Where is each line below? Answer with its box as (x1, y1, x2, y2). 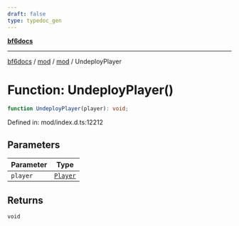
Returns (7, 194, 44, 206)
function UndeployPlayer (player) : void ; (7, 105, 129, 112)
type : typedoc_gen (7, 17, 62, 24)
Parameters (7, 139, 60, 151)
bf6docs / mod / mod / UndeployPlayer (7, 57, 122, 65)
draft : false (7, 10, 46, 18)
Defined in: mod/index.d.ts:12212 (7, 118, 103, 127)
